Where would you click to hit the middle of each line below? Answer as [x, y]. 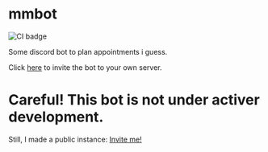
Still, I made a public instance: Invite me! [75, 139]
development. [56, 117]
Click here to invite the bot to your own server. [85, 67]
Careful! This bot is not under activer [134, 100]
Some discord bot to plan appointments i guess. [88, 51]
